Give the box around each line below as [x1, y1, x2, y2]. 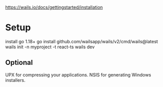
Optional [5, 58, 33, 67]
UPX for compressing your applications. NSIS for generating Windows [5, 71, 151, 77]
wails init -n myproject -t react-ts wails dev [5, 44, 95, 50]
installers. [5, 77, 26, 83]
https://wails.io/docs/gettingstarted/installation [5, 5, 103, 10]
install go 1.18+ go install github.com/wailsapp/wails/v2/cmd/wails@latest [5, 38, 158, 44]
